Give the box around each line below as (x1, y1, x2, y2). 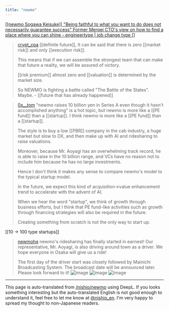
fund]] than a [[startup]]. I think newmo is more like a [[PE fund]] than (17, 113, 161, 119)
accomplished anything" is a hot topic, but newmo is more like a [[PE (17, 107, 160, 113)
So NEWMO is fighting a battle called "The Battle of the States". (17, 86, 149, 93)
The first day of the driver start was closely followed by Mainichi (17, 259, 151, 265)
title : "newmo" (5, 7, 37, 13)
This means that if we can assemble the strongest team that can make (17, 56, 163, 63)
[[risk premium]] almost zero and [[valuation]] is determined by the (17, 71, 156, 78)
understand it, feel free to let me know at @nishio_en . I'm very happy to (5, 294, 153, 300)
